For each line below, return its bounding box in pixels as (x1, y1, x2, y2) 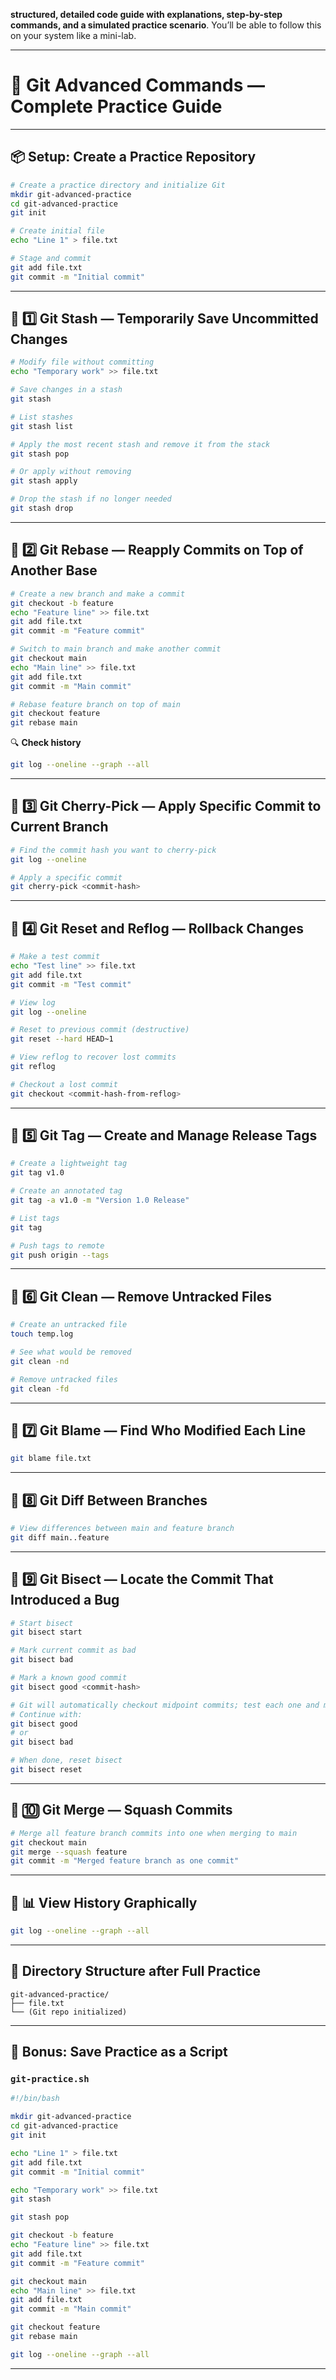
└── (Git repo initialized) (10, 2007, 128, 2017)
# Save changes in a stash (10, 385, 123, 395)
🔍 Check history (10, 737, 82, 749)
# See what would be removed (10, 1347, 132, 1357)
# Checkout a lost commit (10, 1079, 118, 1089)
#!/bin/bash (10, 2094, 60, 2104)
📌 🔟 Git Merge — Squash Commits (10, 1802, 233, 1819)
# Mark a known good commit (10, 1673, 128, 1683)
